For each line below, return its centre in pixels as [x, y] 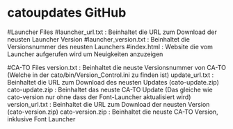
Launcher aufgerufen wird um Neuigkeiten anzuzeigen [85, 54]
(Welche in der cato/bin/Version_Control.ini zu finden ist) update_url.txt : [111, 75]
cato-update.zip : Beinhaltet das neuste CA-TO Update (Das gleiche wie [110, 89]
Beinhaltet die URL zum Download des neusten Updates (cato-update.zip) [113, 82]
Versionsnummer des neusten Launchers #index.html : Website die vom [110, 46]
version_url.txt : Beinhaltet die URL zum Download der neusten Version [109, 104]
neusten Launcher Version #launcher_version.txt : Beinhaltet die [98, 39]
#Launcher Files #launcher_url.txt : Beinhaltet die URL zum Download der [112, 32]
